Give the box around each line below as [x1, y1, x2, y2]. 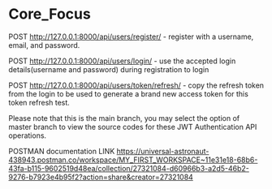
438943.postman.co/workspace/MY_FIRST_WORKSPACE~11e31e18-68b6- [8, 155, 258, 165]
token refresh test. [8, 97, 71, 107]
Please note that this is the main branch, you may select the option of [8, 113, 240, 122]
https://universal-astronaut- [116, 146, 209, 156]
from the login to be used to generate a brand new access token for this [8, 88, 249, 98]
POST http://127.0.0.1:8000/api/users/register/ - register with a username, [8, 32, 254, 41]
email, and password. [8, 40, 80, 49]
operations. [8, 131, 47, 140]
